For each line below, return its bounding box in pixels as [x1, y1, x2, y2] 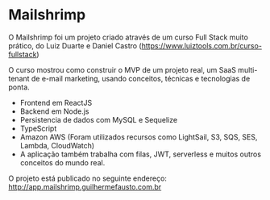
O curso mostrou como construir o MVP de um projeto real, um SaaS [8, 65, 236, 74]
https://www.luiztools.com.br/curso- [141, 40, 262, 50]
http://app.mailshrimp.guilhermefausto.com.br [8, 181, 162, 191]
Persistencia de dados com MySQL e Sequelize [19, 115, 178, 124]
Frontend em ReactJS [19, 98, 93, 107]
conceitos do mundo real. [19, 157, 106, 167]
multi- [237, 65, 258, 74]
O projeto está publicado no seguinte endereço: [8, 173, 168, 183]
